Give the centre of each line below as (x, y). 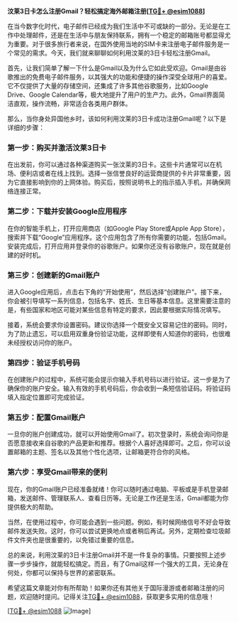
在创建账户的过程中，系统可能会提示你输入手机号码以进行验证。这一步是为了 (119, 380)
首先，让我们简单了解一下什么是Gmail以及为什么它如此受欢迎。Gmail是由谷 (117, 68)
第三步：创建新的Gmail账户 (54, 275)
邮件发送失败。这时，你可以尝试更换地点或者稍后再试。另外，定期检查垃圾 (116, 531)
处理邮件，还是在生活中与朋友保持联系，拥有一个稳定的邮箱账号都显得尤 (125, 35)
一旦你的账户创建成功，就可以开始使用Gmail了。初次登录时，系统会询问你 (115, 434)
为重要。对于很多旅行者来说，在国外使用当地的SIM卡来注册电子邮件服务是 (115, 44)
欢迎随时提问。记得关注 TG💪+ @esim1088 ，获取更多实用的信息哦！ (117, 596)
